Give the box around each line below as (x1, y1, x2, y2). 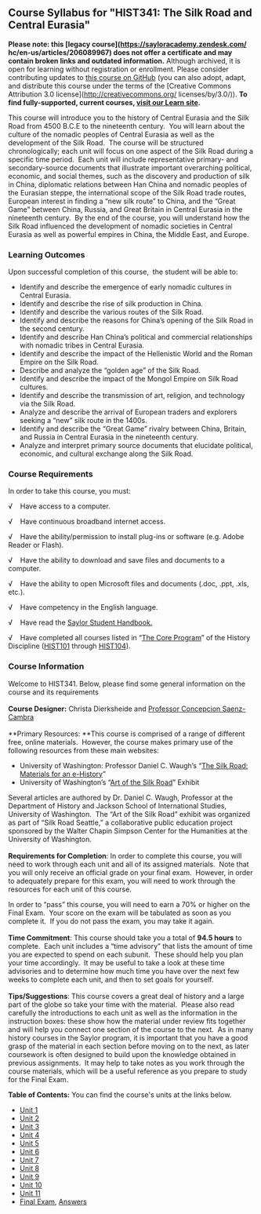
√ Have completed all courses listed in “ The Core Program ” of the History (8, 633, 251, 643)
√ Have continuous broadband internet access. (8, 517, 166, 527)
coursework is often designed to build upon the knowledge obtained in (8, 1049, 237, 1059)
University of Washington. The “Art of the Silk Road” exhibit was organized (8, 809, 251, 818)
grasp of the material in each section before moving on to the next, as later (8, 1041, 249, 1051)
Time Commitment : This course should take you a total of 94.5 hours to (8, 933, 242, 942)
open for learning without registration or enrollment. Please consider (8, 64, 229, 74)
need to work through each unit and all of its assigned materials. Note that (8, 859, 249, 869)
